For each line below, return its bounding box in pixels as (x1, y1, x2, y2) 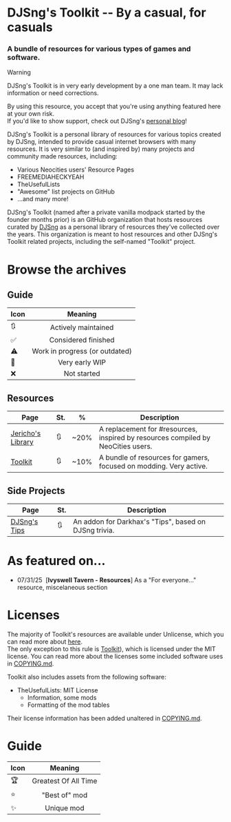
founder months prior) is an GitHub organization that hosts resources (7, 216, 203, 224)
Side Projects (7, 484, 65, 497)
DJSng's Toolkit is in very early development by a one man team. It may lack (7, 81, 223, 90)
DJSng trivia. (73, 526, 115, 535)
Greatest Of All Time (32, 777, 98, 786)
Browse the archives (7, 262, 127, 277)
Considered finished (49, 336, 115, 345)
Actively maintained (50, 322, 114, 332)
